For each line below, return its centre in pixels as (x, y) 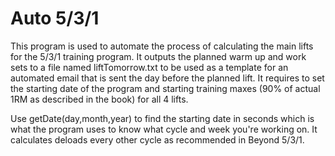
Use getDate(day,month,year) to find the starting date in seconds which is (162, 118)
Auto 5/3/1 (55, 18)
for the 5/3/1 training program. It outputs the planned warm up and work (158, 56)
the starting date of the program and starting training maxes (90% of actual (165, 88)
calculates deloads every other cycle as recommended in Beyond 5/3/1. (157, 139)
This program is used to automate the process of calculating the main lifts (162, 46)
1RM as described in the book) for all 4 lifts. (99, 99)
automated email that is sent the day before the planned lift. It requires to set (167, 78)
